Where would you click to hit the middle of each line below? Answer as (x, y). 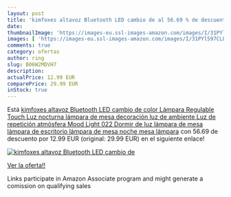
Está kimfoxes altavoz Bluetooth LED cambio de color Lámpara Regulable (111, 110)
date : (15, 26)
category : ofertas (33, 52)
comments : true (29, 45)
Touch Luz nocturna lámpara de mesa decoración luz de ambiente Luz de (112, 117)
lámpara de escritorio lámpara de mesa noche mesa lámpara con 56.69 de (113, 132)
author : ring (26, 58)
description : (26, 71)
